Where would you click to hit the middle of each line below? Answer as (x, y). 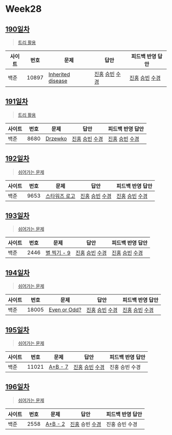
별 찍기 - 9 (58, 253)
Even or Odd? (65, 310)
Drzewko (56, 138)
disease (58, 81)
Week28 (24, 9)
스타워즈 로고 (60, 196)
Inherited (59, 74)
